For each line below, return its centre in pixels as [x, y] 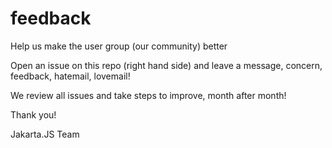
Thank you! [33, 114]
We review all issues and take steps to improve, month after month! [148, 95]
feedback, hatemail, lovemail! [70, 76]
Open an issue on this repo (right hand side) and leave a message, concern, [166, 65]
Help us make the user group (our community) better [119, 46]
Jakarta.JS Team [45, 134]
